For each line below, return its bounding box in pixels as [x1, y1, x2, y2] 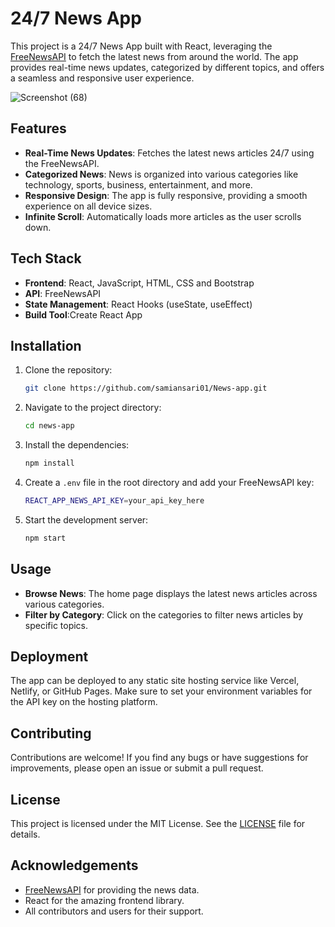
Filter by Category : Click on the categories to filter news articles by [24, 608, 304, 621]
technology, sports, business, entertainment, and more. [24, 178, 253, 191]
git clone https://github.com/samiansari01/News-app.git [24, 383, 268, 394]
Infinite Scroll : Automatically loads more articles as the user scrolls [24, 210, 302, 222]
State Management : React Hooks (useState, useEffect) [24, 298, 253, 310]
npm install [24, 458, 75, 469]
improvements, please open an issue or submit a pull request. [10, 762, 264, 774]
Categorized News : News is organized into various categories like [24, 168, 299, 180]
